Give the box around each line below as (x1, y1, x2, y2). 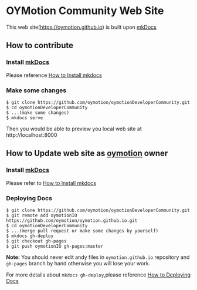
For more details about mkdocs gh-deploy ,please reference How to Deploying (6, 271, 191, 278)
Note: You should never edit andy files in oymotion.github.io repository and (6, 254, 190, 261)
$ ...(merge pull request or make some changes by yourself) (6, 228, 159, 234)
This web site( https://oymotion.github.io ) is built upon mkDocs (6, 23, 157, 31)
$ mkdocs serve (6, 114, 43, 121)
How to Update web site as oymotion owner (6, 149, 168, 159)
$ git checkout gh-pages (6, 238, 67, 244)
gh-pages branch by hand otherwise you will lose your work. (6, 259, 151, 267)
